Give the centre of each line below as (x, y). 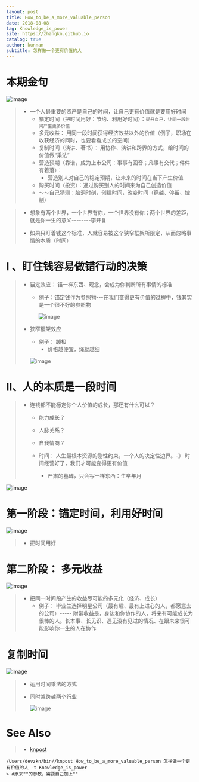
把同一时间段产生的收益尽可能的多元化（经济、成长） (95, 598)
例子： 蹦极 (52, 341)
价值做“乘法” (54, 155)
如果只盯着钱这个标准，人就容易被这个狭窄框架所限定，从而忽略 (108, 233)
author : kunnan (25, 45)
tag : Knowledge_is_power (37, 28)
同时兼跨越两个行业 (53, 697)
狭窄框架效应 (45, 329)
